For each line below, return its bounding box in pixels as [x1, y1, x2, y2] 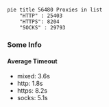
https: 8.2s [16, 87, 48, 95]
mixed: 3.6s [16, 72, 50, 80]
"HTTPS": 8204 [19, 18, 60, 25]
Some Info [7, 40, 43, 49]
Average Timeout [7, 57, 58, 65]
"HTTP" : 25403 [19, 12, 63, 19]
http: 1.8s [16, 79, 43, 88]
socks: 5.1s [16, 94, 48, 102]
